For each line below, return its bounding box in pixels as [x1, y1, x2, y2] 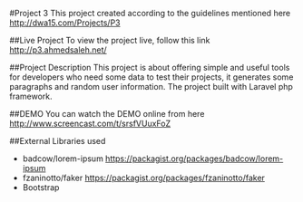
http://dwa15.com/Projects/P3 [9, 17, 121, 28]
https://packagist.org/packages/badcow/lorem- [105, 153, 284, 164]
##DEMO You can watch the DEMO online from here [9, 109, 205, 119]
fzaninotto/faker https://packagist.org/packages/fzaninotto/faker [22, 172, 266, 183]
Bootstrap [22, 182, 60, 193]
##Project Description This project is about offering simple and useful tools [9, 63, 290, 72]
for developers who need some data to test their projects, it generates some [9, 72, 294, 82]
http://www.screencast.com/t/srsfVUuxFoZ [9, 118, 171, 129]
